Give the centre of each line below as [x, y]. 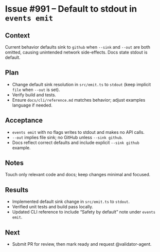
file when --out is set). [36, 90]
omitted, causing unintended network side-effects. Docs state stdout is [76, 52]
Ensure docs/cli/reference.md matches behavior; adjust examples [79, 100]
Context [18, 35]
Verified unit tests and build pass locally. [53, 207]
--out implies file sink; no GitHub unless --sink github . [67, 137]
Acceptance [24, 120]
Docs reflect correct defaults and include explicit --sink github [76, 143]
